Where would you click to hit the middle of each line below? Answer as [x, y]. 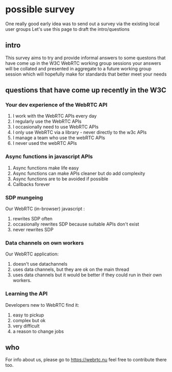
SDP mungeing [24, 197]
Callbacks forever [31, 184]
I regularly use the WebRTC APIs [47, 121]
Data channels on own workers [45, 243]
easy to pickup [28, 315]
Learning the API [26, 294]
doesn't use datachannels [40, 264]
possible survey [40, 10]
